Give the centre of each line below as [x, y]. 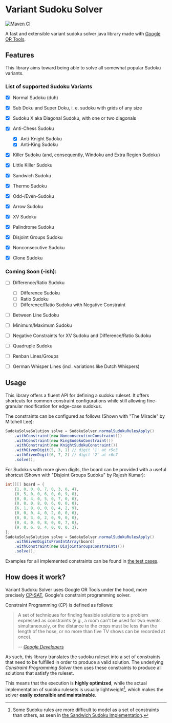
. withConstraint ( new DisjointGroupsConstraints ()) [70, 546]
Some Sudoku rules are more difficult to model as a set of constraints [86, 710]
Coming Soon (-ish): [31, 272]
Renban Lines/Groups [36, 356]
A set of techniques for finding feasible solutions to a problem [83, 615]
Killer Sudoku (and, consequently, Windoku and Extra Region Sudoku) [86, 155]
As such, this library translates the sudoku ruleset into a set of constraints [83, 657]
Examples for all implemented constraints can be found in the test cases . [82, 561]
